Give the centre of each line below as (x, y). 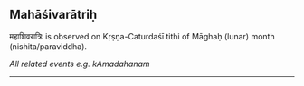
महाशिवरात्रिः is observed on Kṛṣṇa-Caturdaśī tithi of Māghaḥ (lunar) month (142, 36)
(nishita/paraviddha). (48, 46)
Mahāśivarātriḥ (53, 15)
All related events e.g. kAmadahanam (80, 64)
